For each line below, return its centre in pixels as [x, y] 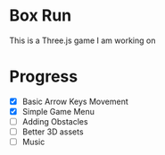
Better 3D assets [53, 132]
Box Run [41, 16]
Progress [44, 77]
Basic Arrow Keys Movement [75, 101]
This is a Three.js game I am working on [82, 40]
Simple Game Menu [58, 111]
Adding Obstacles [55, 121]
